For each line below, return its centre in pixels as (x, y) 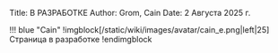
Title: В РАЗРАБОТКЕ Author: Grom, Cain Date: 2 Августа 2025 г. (130, 13)
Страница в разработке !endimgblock (81, 39)
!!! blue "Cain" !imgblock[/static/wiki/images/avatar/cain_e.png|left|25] (139, 30)
